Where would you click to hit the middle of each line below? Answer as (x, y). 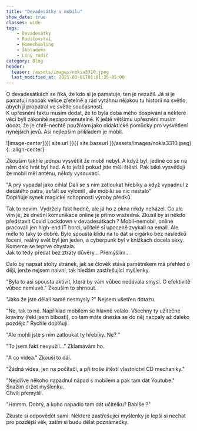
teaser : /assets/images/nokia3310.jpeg (60, 72)
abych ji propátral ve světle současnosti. (55, 107)
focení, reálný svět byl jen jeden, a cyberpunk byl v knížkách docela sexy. (95, 240)
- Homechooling (35, 45)
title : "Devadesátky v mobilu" (44, 11)
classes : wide (24, 22)
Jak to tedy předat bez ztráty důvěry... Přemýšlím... (68, 253)
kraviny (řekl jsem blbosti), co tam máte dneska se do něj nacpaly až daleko (98, 317)
